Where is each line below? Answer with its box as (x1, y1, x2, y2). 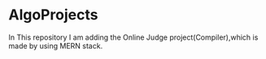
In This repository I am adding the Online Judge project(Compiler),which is (8, 32, 259, 42)
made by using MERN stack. (8, 40, 103, 50)
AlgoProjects (8, 6, 98, 24)
